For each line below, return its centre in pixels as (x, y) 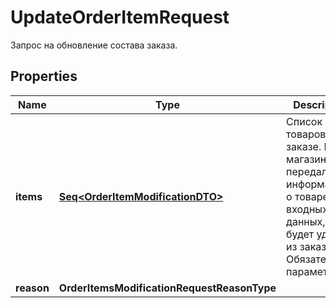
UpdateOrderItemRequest (120, 17)
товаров (306, 134)
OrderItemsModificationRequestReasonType (167, 288)
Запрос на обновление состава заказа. (94, 45)
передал (307, 171)
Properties (44, 76)
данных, (306, 221)
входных (307, 209)
